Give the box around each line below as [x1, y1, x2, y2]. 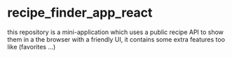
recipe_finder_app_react [7, 5, 153, 21]
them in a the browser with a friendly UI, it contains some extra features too [7, 35, 226, 43]
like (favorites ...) [7, 42, 56, 51]
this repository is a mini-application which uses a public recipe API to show [7, 28, 224, 36]
